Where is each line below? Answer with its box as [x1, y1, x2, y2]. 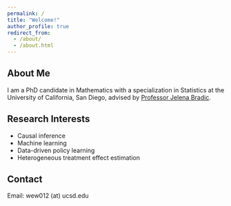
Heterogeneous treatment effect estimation [17, 153, 140, 162]
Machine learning [17, 138, 67, 147]
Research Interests [7, 113, 90, 125]
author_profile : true [7, 23, 70, 30]
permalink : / [7, 10, 45, 17]
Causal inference [17, 132, 66, 140]
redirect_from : [7, 29, 51, 37]
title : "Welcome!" [7, 17, 60, 23]
